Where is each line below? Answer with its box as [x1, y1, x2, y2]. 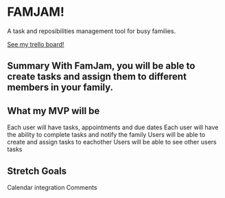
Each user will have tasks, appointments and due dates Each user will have [7, 123, 219, 131]
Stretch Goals [7, 165, 67, 177]
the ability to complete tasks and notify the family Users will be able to [7, 131, 206, 139]
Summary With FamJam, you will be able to [7, 60, 196, 72]
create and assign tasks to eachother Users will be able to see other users [7, 138, 217, 146]
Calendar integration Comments [7, 183, 97, 191]
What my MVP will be [7, 104, 100, 117]
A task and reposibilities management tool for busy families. [7, 27, 176, 35]
